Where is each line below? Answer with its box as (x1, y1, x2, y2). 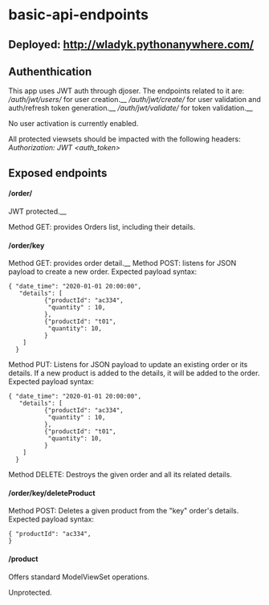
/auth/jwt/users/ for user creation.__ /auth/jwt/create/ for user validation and (8, 95, 261, 104)
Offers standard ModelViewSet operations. (8, 572, 150, 582)
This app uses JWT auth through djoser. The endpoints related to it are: (8, 86, 245, 96)
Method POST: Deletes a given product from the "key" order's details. (8, 506, 239, 516)
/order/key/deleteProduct (8, 488, 96, 497)
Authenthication (8, 64, 92, 78)
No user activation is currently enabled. (8, 119, 139, 129)
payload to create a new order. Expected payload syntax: (8, 267, 198, 276)
